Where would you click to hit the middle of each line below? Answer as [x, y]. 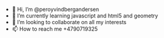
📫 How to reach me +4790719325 [55, 29]
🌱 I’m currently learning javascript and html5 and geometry [85, 16]
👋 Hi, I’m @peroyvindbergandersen [55, 9]
